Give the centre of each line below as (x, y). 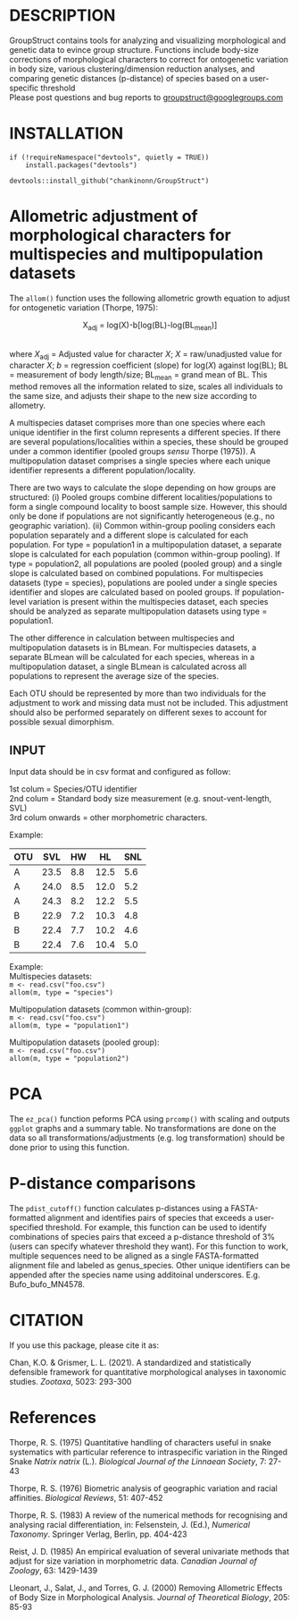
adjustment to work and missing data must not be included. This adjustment (149, 703)
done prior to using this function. (69, 1147)
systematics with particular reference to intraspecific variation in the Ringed (149, 1452)
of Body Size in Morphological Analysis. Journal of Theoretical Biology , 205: (149, 1597)
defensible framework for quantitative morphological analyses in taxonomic (148, 1372)
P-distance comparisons (103, 1184)
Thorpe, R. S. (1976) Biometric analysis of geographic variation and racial (144, 1488)
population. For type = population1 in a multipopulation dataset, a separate (146, 545)
